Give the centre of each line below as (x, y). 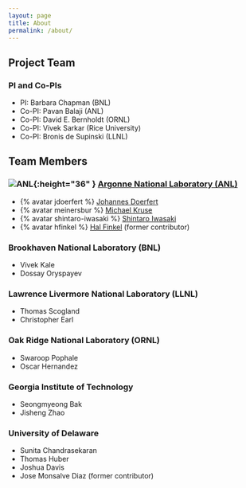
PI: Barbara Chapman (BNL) (65, 103)
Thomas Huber (44, 459)
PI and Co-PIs (35, 85)
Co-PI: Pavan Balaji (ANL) (62, 111)
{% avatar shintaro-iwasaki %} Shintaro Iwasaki (98, 218)
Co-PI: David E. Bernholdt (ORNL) (75, 119)
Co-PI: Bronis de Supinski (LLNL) (74, 137)
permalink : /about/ (41, 30)
